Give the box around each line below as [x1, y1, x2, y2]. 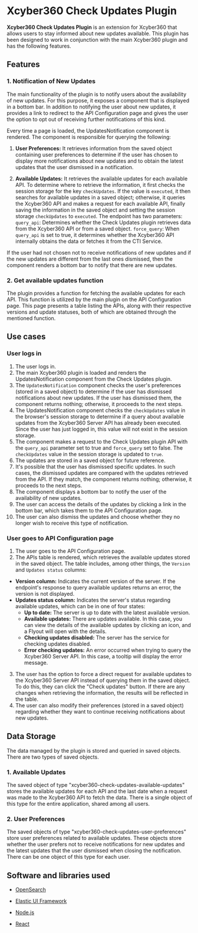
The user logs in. [15, 362, 57, 370]
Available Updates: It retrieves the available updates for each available [15, 175, 188, 182]
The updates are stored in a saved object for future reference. [15, 457, 166, 464]
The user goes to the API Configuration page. [15, 547, 126, 555]
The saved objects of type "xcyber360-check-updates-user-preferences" [6, 828, 186, 835]
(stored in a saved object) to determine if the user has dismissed [15, 388, 172, 395]
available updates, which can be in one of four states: [15, 602, 146, 609]
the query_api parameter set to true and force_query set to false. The [15, 444, 183, 451]
